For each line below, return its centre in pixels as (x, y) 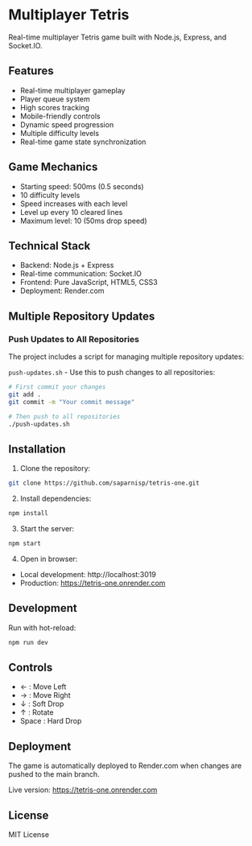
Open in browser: (49, 559)
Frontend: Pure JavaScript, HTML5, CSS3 (89, 283)
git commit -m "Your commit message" (72, 402)
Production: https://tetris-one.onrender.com (93, 583)
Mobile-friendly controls (60, 116)
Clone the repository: (55, 468)
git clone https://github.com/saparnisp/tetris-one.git (104, 483)
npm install (28, 514)
